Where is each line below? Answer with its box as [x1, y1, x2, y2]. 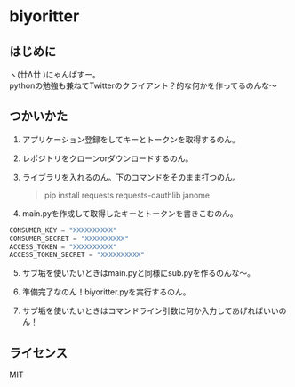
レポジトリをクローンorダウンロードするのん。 [21, 153, 194, 164]
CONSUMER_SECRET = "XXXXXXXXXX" [9, 234, 129, 243]
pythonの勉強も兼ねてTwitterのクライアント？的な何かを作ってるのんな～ [9, 80, 278, 91]
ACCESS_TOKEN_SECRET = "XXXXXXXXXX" [9, 251, 145, 260]
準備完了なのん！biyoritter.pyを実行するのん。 [21, 286, 191, 297]
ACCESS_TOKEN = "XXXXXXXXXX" [9, 242, 117, 251]
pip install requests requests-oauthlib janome [44, 189, 211, 200]
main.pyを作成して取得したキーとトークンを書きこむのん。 [21, 207, 238, 219]
